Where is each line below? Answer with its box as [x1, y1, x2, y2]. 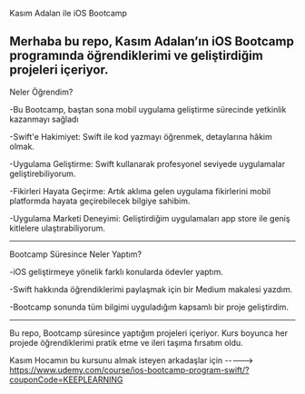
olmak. [9, 141, 34, 152]
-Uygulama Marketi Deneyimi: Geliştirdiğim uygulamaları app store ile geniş [9, 212, 290, 223]
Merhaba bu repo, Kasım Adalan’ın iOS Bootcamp [9, 34, 295, 49]
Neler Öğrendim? [9, 86, 74, 97]
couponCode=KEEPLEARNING [9, 374, 124, 385]
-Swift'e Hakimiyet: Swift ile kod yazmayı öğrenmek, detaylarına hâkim [9, 131, 272, 142]
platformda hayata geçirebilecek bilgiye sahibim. [9, 195, 191, 206]
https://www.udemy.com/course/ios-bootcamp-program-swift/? [9, 364, 250, 375]
